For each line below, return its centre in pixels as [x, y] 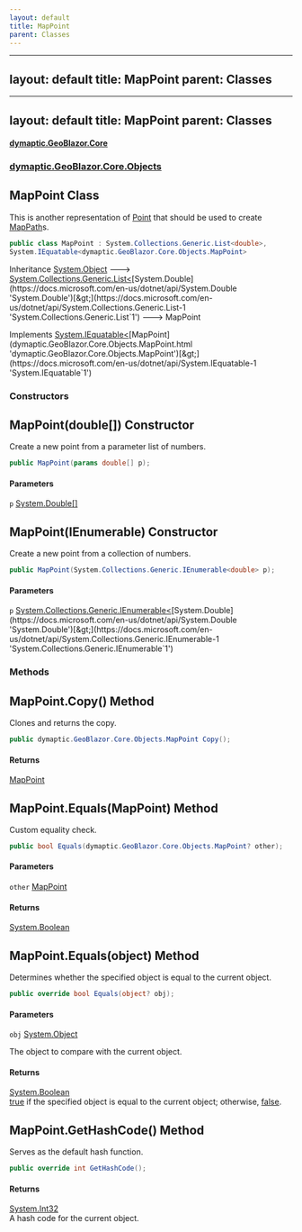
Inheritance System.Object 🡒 [70, 269]
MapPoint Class [54, 196]
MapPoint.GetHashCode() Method [107, 1130]
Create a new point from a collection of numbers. [100, 554]
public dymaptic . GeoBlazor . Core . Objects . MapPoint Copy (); [120, 739]
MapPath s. [29, 227]
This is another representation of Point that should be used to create [136, 217]
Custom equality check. [53, 829]
